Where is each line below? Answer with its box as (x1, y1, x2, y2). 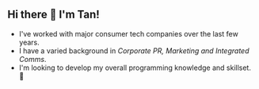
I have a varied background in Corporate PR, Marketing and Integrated (18, 45, 250, 56)
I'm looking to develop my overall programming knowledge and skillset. (18, 63, 251, 72)
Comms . (18, 54, 47, 64)
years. (18, 37, 40, 47)
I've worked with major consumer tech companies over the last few (18, 29, 238, 38)
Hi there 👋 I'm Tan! (7, 8, 100, 21)
